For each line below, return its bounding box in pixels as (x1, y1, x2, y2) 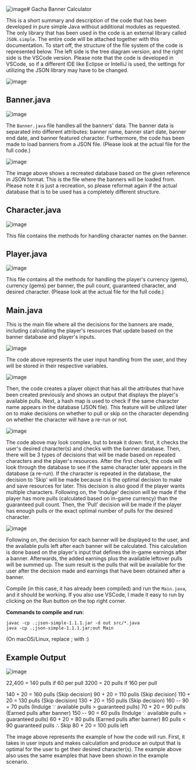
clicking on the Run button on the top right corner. (6, 598, 127, 605)
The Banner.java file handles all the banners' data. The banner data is (6, 122, 174, 129)
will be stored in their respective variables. (6, 362, 108, 369)
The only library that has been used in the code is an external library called (6, 29, 187, 36)
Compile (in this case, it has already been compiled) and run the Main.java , (6, 585, 187, 592)
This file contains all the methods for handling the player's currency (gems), (6, 276, 189, 283)
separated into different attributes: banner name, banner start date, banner (6, 128, 186, 135)
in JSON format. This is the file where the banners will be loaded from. (6, 176, 176, 183)
